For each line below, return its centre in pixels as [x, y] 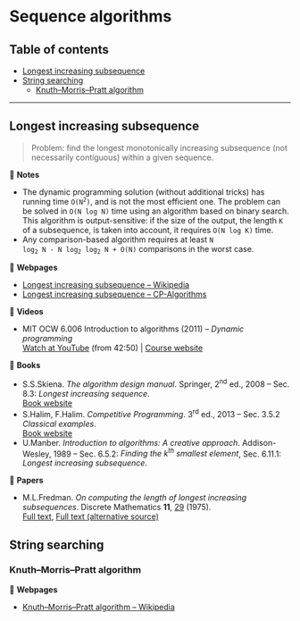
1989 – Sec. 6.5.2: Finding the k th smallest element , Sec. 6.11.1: [167, 453]
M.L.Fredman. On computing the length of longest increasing [134, 498]
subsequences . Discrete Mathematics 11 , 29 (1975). [117, 508]
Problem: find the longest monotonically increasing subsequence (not [159, 147]
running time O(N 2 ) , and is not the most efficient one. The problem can [151, 201]
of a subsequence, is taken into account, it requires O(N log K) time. [148, 230]
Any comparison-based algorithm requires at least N [118, 239]
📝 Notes [25, 174]
